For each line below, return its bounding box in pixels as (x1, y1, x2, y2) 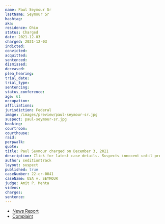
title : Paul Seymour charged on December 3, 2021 (5, 149, 109, 154)
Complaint (12, 213, 33, 219)
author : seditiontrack (5, 158, 52, 163)
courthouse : (5, 131, 29, 136)
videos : (5, 185, 21, 190)
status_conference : (5, 89, 45, 94)
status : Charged (5, 30, 38, 35)
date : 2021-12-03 (5, 35, 41, 40)
